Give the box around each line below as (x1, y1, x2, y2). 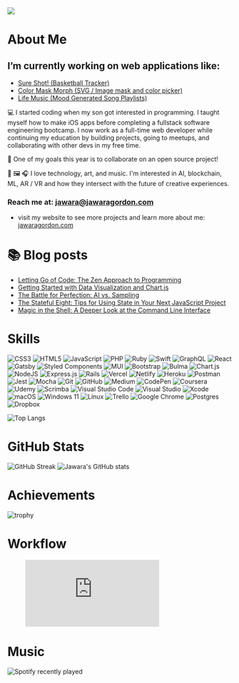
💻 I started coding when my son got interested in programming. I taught (7, 108, 220, 116)
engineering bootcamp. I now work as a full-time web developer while (7, 126, 213, 134)
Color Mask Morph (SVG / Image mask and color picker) (17, 86, 183, 95)
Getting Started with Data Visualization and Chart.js (17, 283, 169, 292)
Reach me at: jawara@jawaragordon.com (7, 197, 154, 207)
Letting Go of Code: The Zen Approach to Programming (17, 276, 182, 284)
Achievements (7, 488, 96, 503)
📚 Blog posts (7, 247, 88, 263)
